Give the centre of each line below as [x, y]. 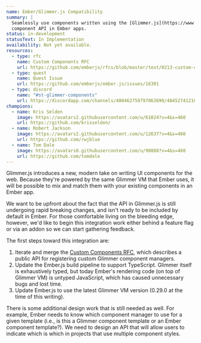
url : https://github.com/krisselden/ [64, 123]
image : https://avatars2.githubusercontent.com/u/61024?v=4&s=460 [101, 117]
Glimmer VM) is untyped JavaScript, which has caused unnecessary [99, 278]
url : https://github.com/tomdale [59, 156]
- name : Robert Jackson [41, 128]
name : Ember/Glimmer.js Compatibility [54, 12]
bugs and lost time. [39, 284]
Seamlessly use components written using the [69, 23]
